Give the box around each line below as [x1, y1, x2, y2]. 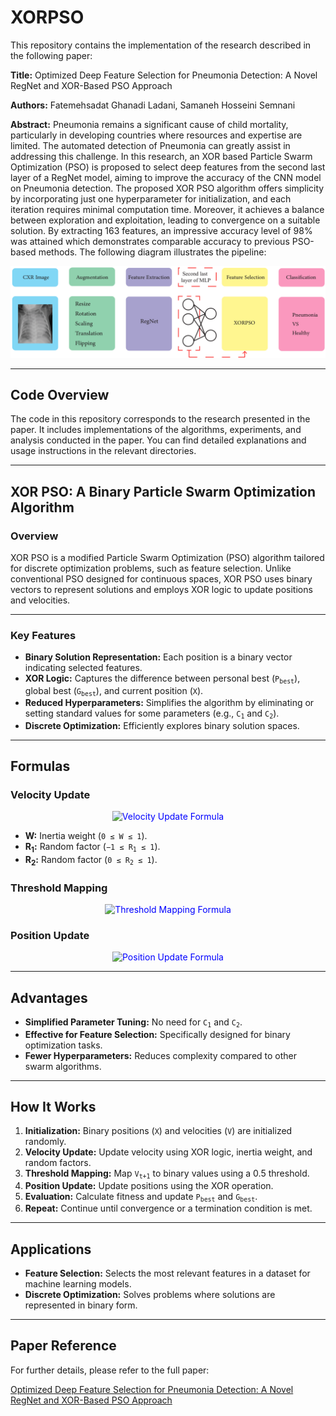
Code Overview [10, 387, 110, 403]
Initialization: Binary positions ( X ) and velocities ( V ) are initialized [24, 1125, 293, 1137]
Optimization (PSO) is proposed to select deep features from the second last [10, 161, 326, 173]
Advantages [10, 989, 88, 1006]
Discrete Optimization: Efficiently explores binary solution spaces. [24, 719, 300, 731]
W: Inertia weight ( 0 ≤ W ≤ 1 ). [24, 830, 148, 842]
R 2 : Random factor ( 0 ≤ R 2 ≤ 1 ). [24, 854, 158, 868]
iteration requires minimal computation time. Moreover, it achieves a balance [10, 203, 325, 215]
